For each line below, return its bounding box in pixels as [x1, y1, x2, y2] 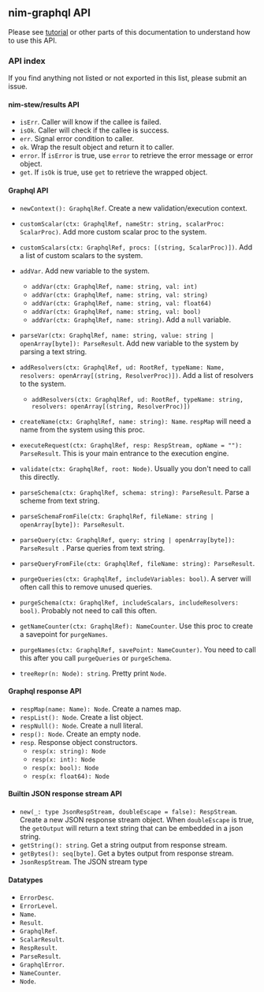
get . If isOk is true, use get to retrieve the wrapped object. [19, 167, 208, 177]
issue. [8, 82, 28, 92]
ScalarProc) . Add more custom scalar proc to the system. [19, 226, 207, 236]
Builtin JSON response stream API [8, 789, 122, 799]
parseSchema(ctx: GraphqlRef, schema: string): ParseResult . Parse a [19, 487, 250, 496]
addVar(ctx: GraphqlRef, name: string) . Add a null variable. [31, 315, 232, 324]
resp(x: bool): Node [31, 764, 99, 772]
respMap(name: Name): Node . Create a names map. [19, 704, 182, 713]
